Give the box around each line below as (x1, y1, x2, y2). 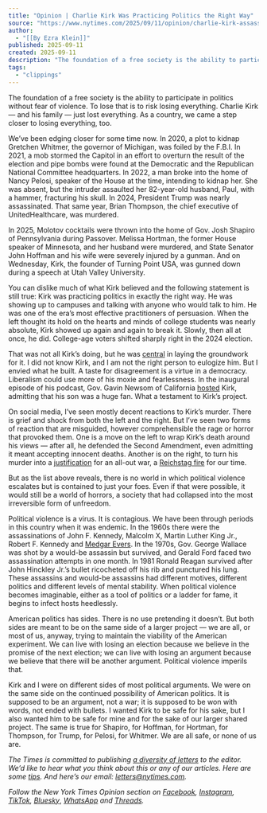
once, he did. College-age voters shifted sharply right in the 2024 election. (8, 334, 253, 343)
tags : (8, 64, 26, 72)
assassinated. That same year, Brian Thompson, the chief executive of (8, 201, 238, 211)
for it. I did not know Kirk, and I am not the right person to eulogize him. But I (8, 358, 258, 367)
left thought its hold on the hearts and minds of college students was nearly (8, 316, 256, 326)
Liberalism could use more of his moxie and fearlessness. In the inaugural (8, 374, 250, 384)
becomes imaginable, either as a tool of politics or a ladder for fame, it (8, 590, 238, 600)
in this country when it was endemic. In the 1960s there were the (8, 522, 220, 532)
